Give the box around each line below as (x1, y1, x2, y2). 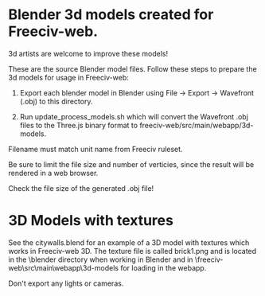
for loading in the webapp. (120, 263, 207, 272)
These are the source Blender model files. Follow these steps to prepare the (8, 64, 257, 73)
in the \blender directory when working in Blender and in (8, 255, 193, 264)
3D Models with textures (8, 212, 173, 230)
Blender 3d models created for (8, 6, 214, 24)
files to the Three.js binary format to (19, 120, 138, 130)
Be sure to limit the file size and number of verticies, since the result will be (8, 159, 255, 169)
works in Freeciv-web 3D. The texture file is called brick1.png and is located (8, 246, 257, 255)
